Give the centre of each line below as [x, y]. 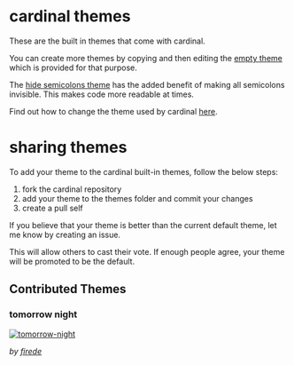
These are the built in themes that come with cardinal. [107, 41]
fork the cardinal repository [72, 189]
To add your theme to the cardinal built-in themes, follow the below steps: [144, 171]
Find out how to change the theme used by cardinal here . [114, 111]
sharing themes [68, 147]
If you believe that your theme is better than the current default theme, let [143, 225]
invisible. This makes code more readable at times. [102, 94]
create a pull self [53, 208]
